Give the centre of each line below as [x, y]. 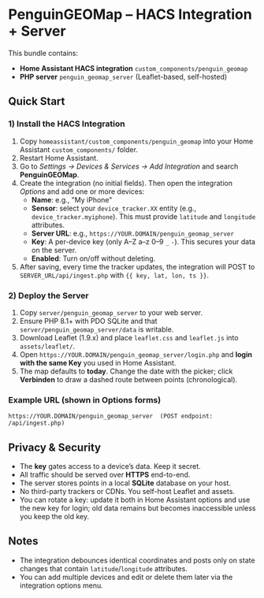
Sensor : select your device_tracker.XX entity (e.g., [114, 208]
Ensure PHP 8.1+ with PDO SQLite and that [88, 321]
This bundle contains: [43, 53]
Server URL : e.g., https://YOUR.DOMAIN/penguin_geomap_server [133, 233]
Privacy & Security [55, 447]
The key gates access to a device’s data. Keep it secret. [110, 466]
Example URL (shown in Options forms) [85, 399]
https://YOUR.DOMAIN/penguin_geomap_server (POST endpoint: [111, 416]
